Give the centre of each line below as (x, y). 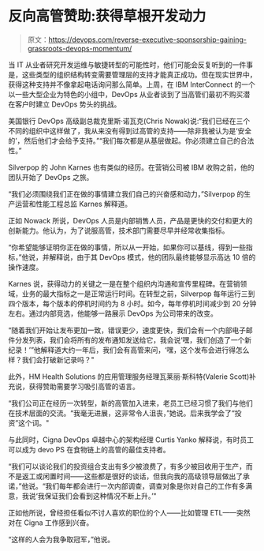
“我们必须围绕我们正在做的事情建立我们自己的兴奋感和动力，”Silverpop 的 (126, 193)
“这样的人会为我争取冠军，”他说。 (61, 539)
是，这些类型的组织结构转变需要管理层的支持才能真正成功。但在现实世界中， (132, 74)
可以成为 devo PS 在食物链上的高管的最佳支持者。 (89, 449)
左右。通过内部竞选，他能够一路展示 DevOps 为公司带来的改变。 (113, 313)
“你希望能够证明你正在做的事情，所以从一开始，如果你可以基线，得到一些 (127, 247)
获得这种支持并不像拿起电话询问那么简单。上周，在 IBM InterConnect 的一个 (132, 84)
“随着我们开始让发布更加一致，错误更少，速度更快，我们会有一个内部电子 (127, 330)
